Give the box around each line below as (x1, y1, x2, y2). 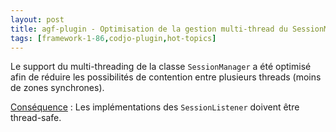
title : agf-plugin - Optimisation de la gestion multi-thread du (10, 24, 288, 34)
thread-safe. (10, 112, 62, 124)
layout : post (10, 14, 65, 25)
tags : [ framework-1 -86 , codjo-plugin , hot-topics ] (10, 33, 217, 43)
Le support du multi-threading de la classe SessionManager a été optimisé (10, 61, 312, 73)
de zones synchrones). (10, 82, 105, 94)
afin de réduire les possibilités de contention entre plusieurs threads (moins (10, 71, 322, 83)
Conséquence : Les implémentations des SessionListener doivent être (10, 101, 300, 113)
